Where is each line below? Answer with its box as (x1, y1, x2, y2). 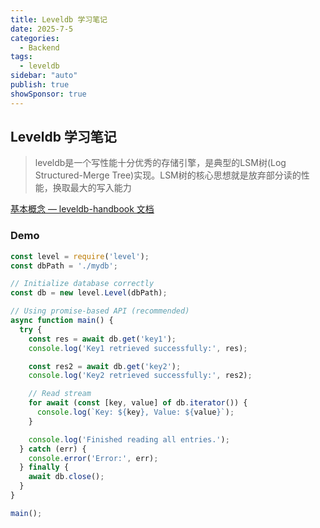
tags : (10, 52, 33, 62)
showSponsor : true (10, 89, 87, 99)
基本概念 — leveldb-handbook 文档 (10, 203, 155, 215)
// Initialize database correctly (10, 279, 155, 289)
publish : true (10, 80, 70, 90)
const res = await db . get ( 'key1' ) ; (28, 334, 177, 344)
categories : (10, 33, 60, 43)
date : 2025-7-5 (10, 24, 74, 34)
